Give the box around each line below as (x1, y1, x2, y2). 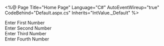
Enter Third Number (5, 31, 46, 36)
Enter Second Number (5, 25, 52, 31)
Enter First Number (5, 20, 45, 26)
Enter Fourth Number (5, 36, 50, 42)
